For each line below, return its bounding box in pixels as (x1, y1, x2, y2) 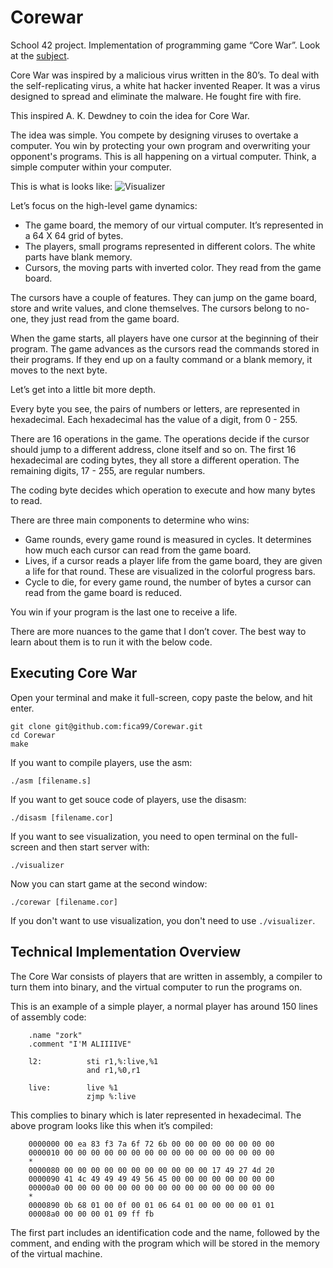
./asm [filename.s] (10, 776, 92, 786)
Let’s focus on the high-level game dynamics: (10, 199, 198, 211)
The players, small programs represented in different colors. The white (24, 240, 316, 252)
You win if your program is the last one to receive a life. (10, 606, 238, 618)
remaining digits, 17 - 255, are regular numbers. (10, 464, 206, 476)
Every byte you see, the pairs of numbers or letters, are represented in (10, 402, 300, 415)
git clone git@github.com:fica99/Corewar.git (10, 721, 203, 731)
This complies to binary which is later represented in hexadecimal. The (10, 1109, 302, 1121)
